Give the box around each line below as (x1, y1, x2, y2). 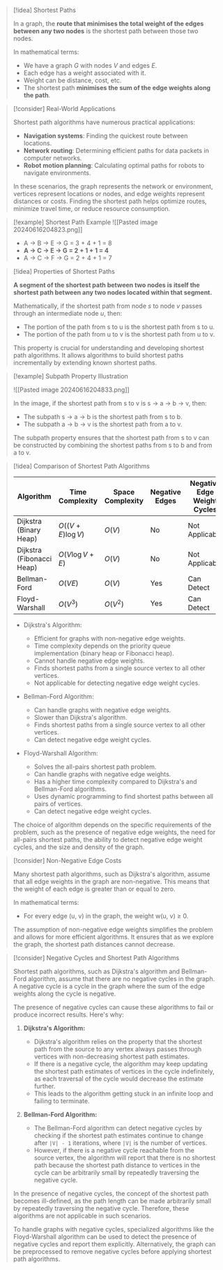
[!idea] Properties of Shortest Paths (13, 267, 116, 275)
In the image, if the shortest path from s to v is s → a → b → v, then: (13, 399, 207, 407)
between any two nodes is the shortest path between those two (13, 27, 199, 35)
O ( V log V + (58, 549, 95, 559)
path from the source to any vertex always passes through (33, 1045, 202, 1053)
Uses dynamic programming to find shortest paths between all (33, 792, 214, 800)
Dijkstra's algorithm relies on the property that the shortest (33, 1038, 203, 1046)
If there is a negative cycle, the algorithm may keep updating (33, 1060, 208, 1068)
